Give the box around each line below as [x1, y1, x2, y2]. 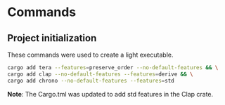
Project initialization [7, 32, 97, 44]
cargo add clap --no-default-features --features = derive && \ [7, 71, 193, 78]
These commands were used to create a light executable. [7, 50, 174, 59]
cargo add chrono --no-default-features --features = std [7, 77, 174, 84]
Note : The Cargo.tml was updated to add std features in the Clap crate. [7, 90, 214, 98]
